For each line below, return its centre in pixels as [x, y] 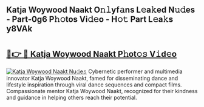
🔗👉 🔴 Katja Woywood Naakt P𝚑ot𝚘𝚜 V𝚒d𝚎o [92, 54]
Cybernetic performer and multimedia [135, 71]
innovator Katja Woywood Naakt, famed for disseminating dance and [92, 78]
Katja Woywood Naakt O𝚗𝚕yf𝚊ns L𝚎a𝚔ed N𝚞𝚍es [101, 10]
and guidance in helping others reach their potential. [72, 97]
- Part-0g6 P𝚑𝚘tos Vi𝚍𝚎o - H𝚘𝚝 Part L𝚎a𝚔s [90, 20]
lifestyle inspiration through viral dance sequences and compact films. [94, 85]
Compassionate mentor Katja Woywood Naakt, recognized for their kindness [102, 91]
